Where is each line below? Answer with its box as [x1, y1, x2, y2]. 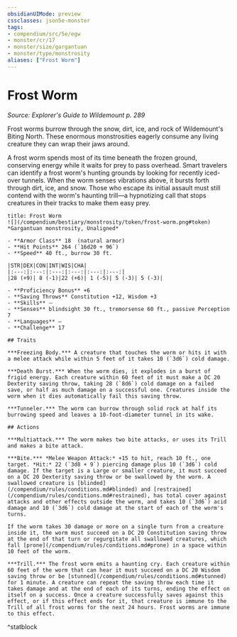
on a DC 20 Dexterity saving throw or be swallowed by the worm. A [7, 473, 211, 480]
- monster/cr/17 [7, 37, 55, 44]
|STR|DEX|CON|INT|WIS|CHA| [7, 262, 87, 269]
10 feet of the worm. [7, 548, 72, 555]
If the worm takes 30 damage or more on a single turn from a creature [7, 523, 224, 530]
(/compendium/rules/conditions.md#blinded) [7, 486, 138, 493]
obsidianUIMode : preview [7, 10, 81, 18]
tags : [7, 23, 23, 31]
